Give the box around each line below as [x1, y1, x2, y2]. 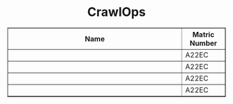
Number [189, 38, 217, 48]
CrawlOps [87, 4, 146, 20]
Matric [192, 29, 215, 39]
